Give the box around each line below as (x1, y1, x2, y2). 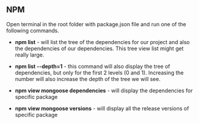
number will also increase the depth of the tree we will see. (14, 75, 161, 82)
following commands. (6, 27, 59, 34)
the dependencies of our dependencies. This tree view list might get (14, 45, 184, 52)
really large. (14, 51, 44, 58)
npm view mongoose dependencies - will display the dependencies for (14, 86, 193, 94)
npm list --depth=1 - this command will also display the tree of (14, 63, 170, 70)
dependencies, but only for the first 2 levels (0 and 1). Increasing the (14, 69, 184, 76)
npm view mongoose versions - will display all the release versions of (14, 104, 189, 112)
